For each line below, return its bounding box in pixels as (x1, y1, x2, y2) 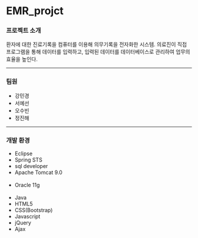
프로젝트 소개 (6, 27, 41, 35)
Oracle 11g (14, 182, 40, 189)
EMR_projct (6, 4, 64, 18)
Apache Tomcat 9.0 (14, 169, 63, 176)
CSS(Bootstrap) (14, 207, 53, 214)
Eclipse (14, 150, 33, 157)
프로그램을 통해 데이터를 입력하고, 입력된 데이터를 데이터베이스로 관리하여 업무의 (6, 49, 190, 56)
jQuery (14, 219, 31, 226)
